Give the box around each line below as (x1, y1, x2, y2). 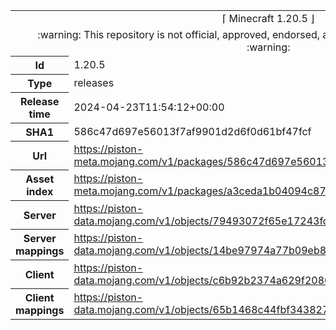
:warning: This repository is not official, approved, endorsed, (37, 28, 321, 41)
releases (73, 76, 115, 89)
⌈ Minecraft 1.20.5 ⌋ (221, 12, 315, 25)
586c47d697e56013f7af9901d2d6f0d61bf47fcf (73, 125, 312, 138)
